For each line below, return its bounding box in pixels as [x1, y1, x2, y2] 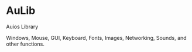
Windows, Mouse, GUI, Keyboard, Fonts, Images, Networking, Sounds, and [6, 34, 187, 41]
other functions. [6, 40, 45, 47]
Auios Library [6, 23, 39, 30]
